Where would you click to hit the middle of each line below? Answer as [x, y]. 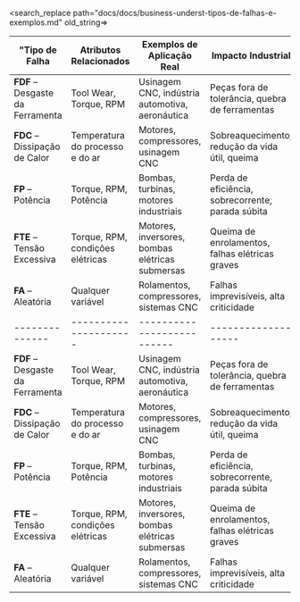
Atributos [100, 50]
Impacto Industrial [251, 55]
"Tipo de [38, 50]
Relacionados [100, 61]
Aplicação [170, 55]
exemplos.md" [36, 22]
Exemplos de [170, 44]
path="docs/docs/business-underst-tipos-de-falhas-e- [175, 13]
